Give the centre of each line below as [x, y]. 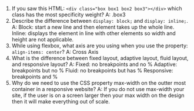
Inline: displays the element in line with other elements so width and [94, 33]
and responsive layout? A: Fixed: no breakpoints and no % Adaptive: [94, 64]
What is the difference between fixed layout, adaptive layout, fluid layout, [100, 58]
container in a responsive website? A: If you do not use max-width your [98, 89]
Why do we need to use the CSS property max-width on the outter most [99, 83]
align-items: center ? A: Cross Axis [55, 52]
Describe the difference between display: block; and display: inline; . [100, 21]
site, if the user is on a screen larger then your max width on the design [98, 95]
